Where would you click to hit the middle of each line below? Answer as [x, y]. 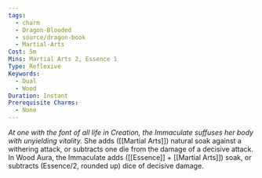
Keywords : [24, 74]
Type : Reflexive [35, 67]
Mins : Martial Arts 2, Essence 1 [63, 60]
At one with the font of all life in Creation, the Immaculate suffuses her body [131, 133]
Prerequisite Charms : [44, 103]
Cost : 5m [22, 52]
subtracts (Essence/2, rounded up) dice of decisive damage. [106, 166]
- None [26, 111]
